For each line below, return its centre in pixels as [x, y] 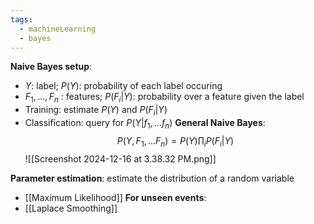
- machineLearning [58, 29]
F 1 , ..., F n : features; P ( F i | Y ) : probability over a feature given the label [164, 98]
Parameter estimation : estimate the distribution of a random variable [152, 178]
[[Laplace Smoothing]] [71, 208]
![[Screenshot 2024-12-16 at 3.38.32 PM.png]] [120, 158]
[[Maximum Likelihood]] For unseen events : [115, 197]
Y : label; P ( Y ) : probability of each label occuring [123, 86]
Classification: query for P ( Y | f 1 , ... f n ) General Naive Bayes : [145, 123]
